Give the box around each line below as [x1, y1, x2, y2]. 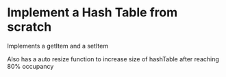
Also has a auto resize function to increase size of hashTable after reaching [7, 55, 219, 63]
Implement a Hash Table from [7, 5, 178, 20]
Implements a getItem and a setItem [7, 42, 108, 50]
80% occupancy [7, 62, 54, 70]
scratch [7, 19, 52, 35]
